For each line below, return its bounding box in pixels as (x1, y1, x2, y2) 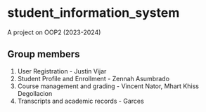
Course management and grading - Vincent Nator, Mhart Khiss (17, 82, 199, 90)
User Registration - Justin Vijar (17, 66, 107, 75)
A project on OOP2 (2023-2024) (7, 28, 101, 36)
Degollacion (17, 89, 53, 97)
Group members (7, 48, 80, 60)
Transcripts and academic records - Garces (17, 97, 144, 105)
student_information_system (7, 5, 180, 21)
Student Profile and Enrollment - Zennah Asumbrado (17, 74, 170, 83)
